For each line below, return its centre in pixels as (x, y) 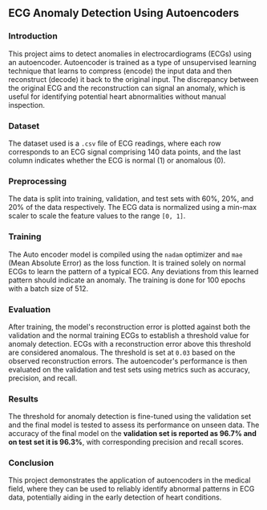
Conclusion (31, 463)
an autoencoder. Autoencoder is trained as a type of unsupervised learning (132, 62)
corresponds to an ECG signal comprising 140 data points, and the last (125, 151)
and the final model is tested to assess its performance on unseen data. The (134, 425)
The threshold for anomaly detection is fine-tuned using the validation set (129, 417)
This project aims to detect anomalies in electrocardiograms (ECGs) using (130, 53)
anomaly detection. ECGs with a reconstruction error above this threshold (129, 343)
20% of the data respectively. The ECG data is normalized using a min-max (133, 208)
